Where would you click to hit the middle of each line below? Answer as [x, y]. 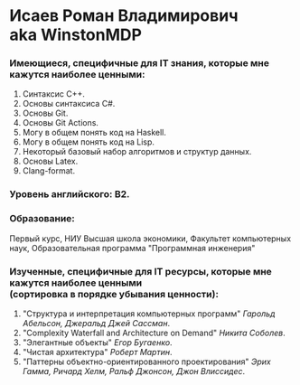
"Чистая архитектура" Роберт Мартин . [98, 352]
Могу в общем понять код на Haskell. [94, 133]
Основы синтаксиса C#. [69, 104]
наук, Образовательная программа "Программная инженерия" [132, 248]
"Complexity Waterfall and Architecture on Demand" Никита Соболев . [154, 333]
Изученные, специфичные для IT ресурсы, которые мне [141, 271]
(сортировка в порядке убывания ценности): [114, 294]
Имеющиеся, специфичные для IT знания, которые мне [139, 63]
